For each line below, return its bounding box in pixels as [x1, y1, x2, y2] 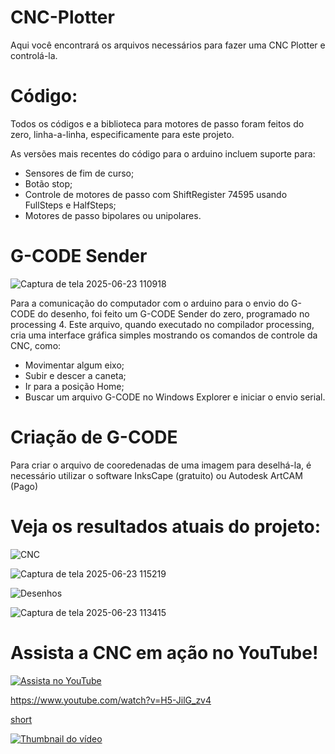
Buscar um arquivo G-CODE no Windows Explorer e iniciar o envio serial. [24, 391, 326, 403]
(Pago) [10, 480, 38, 492]
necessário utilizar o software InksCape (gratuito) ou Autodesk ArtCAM [10, 469, 303, 481]
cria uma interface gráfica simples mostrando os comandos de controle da [10, 329, 318, 341]
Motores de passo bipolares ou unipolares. [24, 209, 202, 221]
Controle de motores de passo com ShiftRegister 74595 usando [24, 188, 288, 200]
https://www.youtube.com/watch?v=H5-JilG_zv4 [10, 694, 212, 706]
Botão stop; [24, 177, 73, 190]
